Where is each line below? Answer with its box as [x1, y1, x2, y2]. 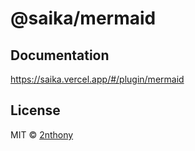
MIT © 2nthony [10, 128, 74, 141]
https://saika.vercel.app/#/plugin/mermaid [10, 73, 185, 85]
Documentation [10, 47, 110, 64]
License [10, 102, 61, 119]
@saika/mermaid [10, 7, 157, 30]
